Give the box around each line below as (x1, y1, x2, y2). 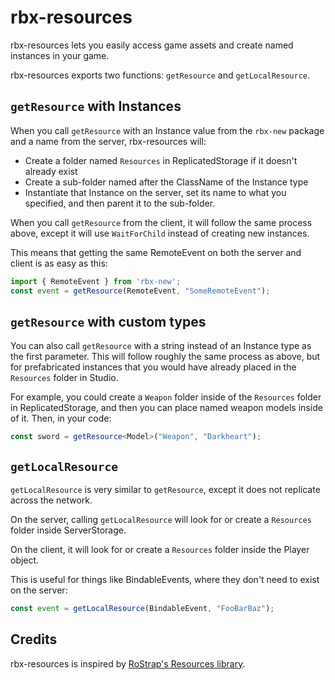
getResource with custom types (10, 313, 207, 330)
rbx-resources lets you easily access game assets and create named (10, 39, 294, 51)
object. (10, 554, 40, 566)
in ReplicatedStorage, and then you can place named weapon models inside (10, 402, 323, 414)
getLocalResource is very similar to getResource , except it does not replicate (10, 484, 321, 495)
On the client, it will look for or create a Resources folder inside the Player (10, 544, 310, 555)
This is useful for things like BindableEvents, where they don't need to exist (10, 574, 320, 585)
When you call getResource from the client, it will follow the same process (10, 216, 313, 228)
